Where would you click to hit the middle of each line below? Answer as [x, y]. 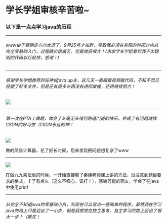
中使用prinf [17, 187]
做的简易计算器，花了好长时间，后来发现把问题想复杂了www [67, 150]
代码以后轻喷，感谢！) [37, 58]
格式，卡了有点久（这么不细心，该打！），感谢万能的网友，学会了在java [86, 181]
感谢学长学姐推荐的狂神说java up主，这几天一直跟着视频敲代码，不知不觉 [80, 80]
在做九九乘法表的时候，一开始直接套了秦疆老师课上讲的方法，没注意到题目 [81, 175]
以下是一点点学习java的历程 [39, 27]
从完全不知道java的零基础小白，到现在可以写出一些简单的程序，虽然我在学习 [83, 204]
